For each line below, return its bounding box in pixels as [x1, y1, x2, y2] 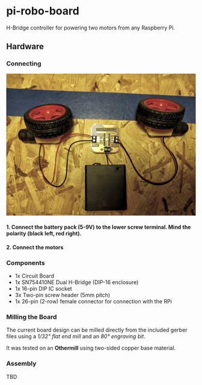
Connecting [6, 59, 41, 68]
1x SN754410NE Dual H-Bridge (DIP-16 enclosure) [14, 279, 139, 286]
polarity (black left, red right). [6, 230, 82, 237]
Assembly [6, 359, 37, 368]
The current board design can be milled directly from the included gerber [6, 326, 188, 334]
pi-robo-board [6, 4, 79, 18]
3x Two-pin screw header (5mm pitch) [14, 291, 111, 299]
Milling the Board [6, 313, 57, 321]
